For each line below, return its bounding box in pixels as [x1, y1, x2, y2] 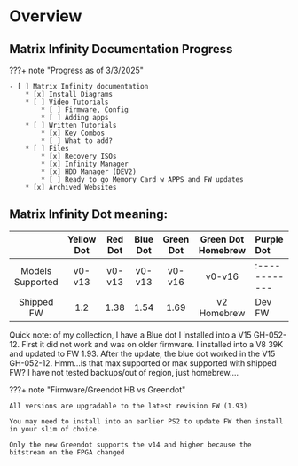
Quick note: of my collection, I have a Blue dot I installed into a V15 [9, 330, 252, 340]
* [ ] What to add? [41, 136, 114, 145]
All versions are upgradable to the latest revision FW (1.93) [9, 401, 248, 410]
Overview [9, 6, 82, 27]
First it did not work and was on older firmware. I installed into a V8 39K [21, 338, 284, 349]
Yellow [67, 233, 97, 245]
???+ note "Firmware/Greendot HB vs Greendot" [9, 384, 186, 395]
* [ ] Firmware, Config [41, 105, 129, 114]
